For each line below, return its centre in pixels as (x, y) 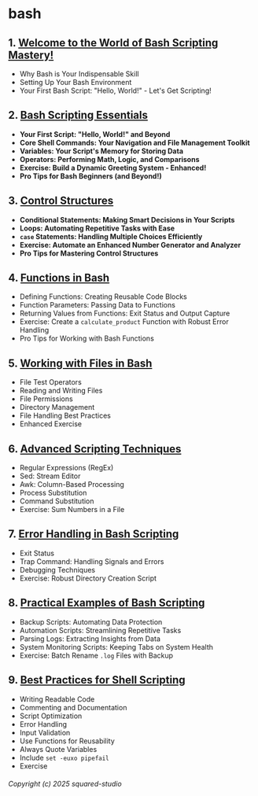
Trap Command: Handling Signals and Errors (92, 561)
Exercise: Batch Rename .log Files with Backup (96, 655)
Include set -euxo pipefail (64, 757)
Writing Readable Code (57, 699)
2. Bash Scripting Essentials (78, 115)
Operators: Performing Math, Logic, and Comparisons (109, 159)
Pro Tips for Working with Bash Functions (87, 338)
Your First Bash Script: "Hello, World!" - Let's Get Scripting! (116, 90)
